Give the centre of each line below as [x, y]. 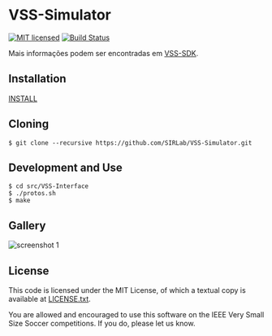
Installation [37, 79]
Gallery [27, 225]
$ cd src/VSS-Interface [49, 186]
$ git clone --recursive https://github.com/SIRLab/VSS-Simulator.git [130, 143]
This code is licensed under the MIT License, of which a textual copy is [127, 290]
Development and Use [66, 167]
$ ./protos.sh [32, 194]
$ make [19, 201]
